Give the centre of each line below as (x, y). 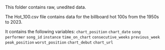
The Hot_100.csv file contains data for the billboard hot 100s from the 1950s (82, 17)
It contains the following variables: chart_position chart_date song (73, 31)
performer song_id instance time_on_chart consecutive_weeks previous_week (82, 37)
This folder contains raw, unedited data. (46, 7)
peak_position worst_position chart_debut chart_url (59, 43)
